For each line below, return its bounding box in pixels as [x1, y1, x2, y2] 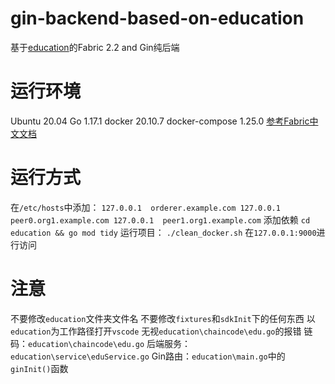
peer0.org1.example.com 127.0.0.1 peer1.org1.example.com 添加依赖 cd [10, 213, 311, 226]
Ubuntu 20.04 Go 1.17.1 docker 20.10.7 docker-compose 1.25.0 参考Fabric [10, 115, 310, 127]
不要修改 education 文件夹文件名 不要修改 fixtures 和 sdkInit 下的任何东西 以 [10, 312, 316, 324]
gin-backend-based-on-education [10, 7, 305, 30]
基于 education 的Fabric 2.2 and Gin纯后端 [10, 41, 180, 53]
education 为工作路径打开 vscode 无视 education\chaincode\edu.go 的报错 [10, 325, 302, 337]
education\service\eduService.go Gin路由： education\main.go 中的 [10, 350, 286, 362]
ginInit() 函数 [10, 362, 69, 374]
